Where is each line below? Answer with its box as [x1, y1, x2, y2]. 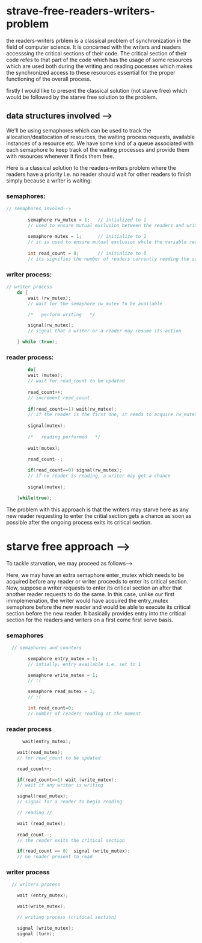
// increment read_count [28, 394, 90, 401]
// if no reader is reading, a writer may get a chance [28, 473, 171, 479]
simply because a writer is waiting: [6, 176, 92, 184]
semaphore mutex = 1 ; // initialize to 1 [28, 234, 147, 240]
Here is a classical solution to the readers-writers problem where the [6, 164, 176, 171]
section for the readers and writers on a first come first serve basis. [6, 616, 174, 623]
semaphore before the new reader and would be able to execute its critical [6, 603, 191, 611]
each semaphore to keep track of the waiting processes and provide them [6, 146, 189, 153]
